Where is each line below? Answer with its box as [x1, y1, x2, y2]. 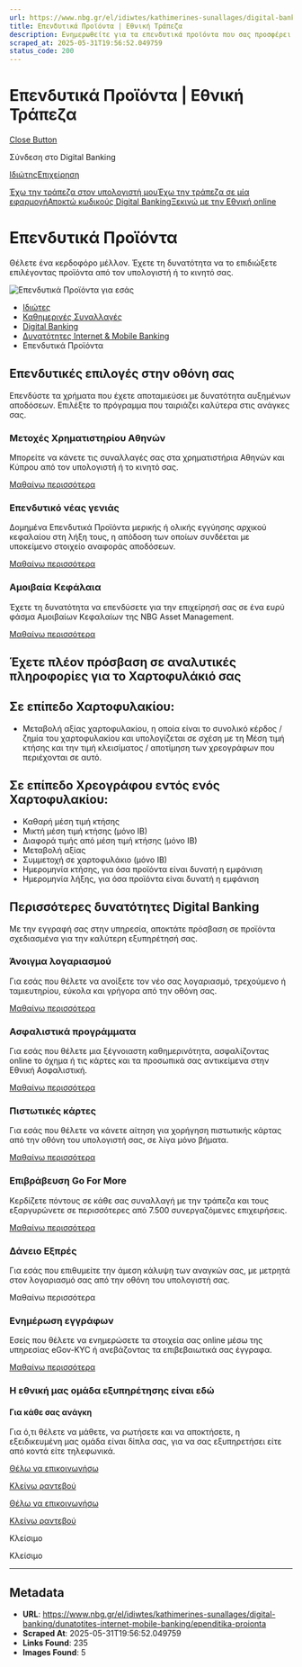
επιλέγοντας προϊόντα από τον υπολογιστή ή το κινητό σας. [9, 267, 234, 277]
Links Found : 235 [22, 1637, 88, 1648]
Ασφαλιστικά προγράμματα [9, 1025, 137, 1038]
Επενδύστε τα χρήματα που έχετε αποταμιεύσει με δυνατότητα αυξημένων [9, 390, 291, 401]
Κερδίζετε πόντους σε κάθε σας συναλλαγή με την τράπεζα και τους [9, 1194, 270, 1206]
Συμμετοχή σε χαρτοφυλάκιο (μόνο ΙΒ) [22, 854, 168, 865]
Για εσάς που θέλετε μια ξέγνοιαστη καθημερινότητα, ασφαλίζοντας [9, 1046, 270, 1057]
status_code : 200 [9, 47, 75, 56]
